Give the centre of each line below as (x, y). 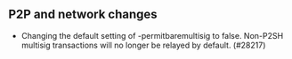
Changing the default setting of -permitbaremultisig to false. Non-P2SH (152, 35)
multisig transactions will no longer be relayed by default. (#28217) (143, 45)
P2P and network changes (83, 15)
